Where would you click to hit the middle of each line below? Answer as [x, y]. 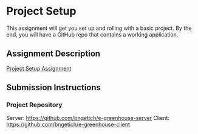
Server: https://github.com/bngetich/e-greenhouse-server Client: [88, 118]
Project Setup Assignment [39, 68]
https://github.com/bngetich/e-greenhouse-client [68, 125]
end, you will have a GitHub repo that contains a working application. [92, 34]
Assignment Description [53, 54]
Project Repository [34, 105]
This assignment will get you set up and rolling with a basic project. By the [99, 28]
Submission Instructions [54, 87]
